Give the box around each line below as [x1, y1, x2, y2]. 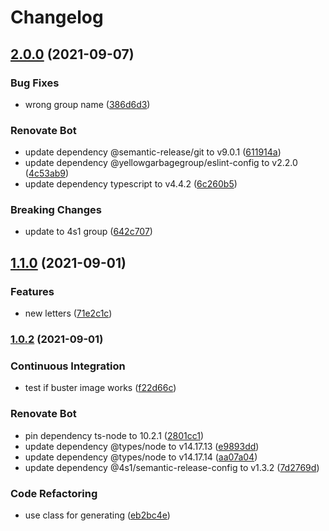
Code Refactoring [10, 486, 98, 500]
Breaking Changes [10, 203, 103, 217]
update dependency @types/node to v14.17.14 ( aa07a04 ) [24, 451, 258, 463]
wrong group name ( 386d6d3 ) [24, 98, 151, 110]
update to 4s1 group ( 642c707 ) [24, 226, 153, 238]
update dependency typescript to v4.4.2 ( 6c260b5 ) [24, 178, 238, 190]
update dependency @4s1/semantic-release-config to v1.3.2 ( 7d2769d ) [24, 461, 320, 473]
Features [10, 284, 55, 298]
